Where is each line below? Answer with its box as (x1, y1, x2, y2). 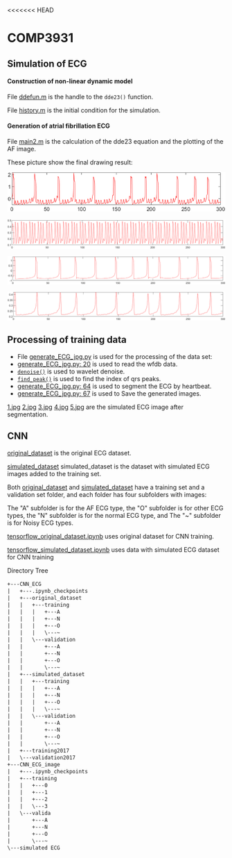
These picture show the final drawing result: (7, 158, 133, 166)
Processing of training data (7, 334, 127, 346)
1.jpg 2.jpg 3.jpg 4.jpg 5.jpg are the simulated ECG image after (7, 403, 184, 411)
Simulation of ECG (7, 58, 88, 69)
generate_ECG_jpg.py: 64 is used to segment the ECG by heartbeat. (17, 382, 212, 390)
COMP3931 (7, 31, 74, 46)
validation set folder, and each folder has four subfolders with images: (7, 490, 207, 498)
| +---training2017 (7, 747, 70, 754)
